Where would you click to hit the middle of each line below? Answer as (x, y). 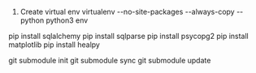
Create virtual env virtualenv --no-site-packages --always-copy (127, 12)
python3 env (67, 20)
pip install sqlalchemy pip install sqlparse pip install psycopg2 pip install (129, 36)
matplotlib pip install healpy (54, 45)
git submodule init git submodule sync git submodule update (110, 60)
